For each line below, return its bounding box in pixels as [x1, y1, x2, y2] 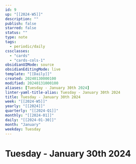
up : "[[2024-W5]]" [5, 12, 43, 17]
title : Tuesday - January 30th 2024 [5, 94, 81, 99]
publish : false [5, 21, 37, 26]
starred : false [5, 26, 37, 31]
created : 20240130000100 [5, 76, 56, 81]
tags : [5, 40, 16, 44]
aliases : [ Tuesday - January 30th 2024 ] [5, 85, 90, 90]
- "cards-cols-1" [9, 58, 45, 63]
